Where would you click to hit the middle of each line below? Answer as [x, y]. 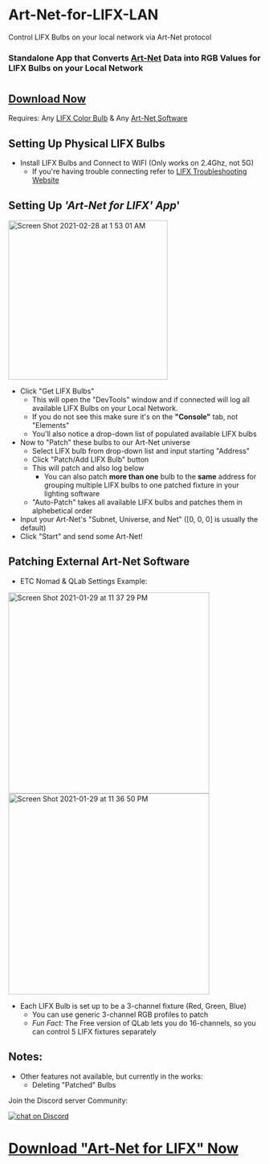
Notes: [25, 1057]
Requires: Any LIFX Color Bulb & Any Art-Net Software [98, 118]
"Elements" [51, 426]
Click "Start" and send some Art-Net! [81, 537]
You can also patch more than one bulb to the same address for [150, 477]
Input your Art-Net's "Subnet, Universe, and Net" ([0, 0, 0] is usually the [139, 520]
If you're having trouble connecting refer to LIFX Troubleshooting [139, 171]
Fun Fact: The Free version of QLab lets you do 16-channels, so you [144, 1022]
